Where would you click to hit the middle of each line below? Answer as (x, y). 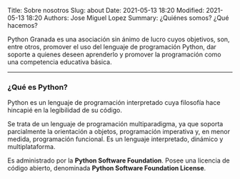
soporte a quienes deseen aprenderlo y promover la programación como (114, 54)
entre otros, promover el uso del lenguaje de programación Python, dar (112, 47)
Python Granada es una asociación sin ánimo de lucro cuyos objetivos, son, (119, 39)
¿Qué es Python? (37, 87)
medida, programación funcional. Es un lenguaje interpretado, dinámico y (115, 139)
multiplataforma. (31, 147)
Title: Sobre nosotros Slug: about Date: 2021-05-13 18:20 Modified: (106, 10)
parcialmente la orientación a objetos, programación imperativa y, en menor (119, 132)
